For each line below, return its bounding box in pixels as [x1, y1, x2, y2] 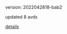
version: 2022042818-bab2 [5, 4, 62, 10]
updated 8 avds [5, 14, 38, 19]
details [5, 23, 19, 29]
